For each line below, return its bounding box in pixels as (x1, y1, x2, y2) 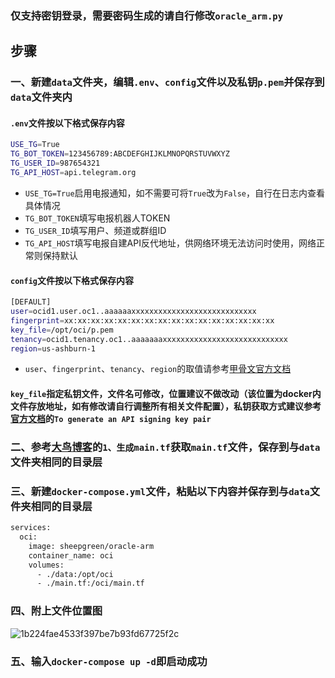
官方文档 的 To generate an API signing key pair (10, 412, 212, 424)
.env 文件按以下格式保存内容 (10, 117, 125, 129)
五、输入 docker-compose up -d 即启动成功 (10, 654, 208, 668)
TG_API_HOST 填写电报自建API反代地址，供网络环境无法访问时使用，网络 (24, 237, 317, 249)
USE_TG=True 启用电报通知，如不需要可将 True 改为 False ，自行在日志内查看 (24, 187, 325, 199)
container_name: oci (28, 550, 114, 561)
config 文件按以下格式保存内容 (10, 274, 134, 286)
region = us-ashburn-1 (10, 343, 97, 354)
